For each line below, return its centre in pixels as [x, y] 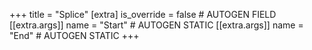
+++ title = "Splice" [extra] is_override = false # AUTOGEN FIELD [143, 14]
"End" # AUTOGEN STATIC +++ [74, 35]
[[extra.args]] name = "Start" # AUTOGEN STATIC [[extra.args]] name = [156, 25]
